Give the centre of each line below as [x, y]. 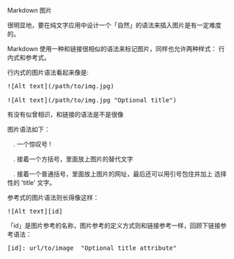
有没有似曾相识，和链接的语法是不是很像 [65, 114]
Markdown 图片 [30, 10]
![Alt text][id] [35, 211]
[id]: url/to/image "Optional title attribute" [92, 248]
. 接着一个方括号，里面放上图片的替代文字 [73, 159]
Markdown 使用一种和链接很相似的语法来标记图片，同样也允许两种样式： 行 [116, 49]
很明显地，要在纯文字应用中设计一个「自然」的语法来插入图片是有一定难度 [114, 25]
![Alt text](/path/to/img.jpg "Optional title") [92, 100]
